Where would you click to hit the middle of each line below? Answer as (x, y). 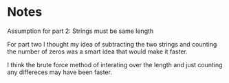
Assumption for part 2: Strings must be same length (80, 31)
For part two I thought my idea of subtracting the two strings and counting (112, 44)
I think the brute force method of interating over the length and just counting (115, 64)
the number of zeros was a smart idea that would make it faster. (97, 51)
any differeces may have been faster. (59, 72)
